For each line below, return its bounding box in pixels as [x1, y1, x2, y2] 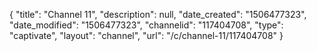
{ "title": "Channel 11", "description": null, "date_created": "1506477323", [9, 9, 307, 20]
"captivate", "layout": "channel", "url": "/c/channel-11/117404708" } [9, 30, 284, 41]
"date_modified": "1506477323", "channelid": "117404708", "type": [9, 19, 284, 31]
